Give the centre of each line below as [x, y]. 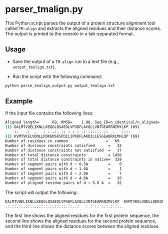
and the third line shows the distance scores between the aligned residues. [82, 226]
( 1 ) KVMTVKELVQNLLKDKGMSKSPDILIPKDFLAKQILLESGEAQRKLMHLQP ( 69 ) [72, 136]
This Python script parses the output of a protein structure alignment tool [80, 23]
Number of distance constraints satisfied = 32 [63, 145]
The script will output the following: [41, 192]
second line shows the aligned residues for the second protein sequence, [81, 221]
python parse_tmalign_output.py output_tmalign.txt [60, 85]
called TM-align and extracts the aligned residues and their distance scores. [83, 28]
